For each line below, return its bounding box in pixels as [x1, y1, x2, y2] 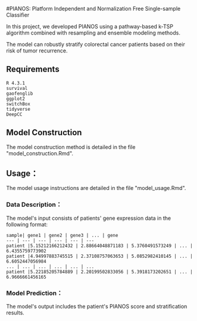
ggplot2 [6, 95, 26, 102]
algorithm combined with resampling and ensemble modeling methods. [6, 29, 180, 36]
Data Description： [6, 201, 62, 209]
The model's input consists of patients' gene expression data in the [6, 214, 171, 222]
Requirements [6, 64, 60, 74]
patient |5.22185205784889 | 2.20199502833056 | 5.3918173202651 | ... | [6, 269, 193, 275]
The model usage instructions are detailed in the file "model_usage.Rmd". [6, 185, 186, 192]
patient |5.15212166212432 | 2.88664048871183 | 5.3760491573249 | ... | [6, 242, 193, 249]
